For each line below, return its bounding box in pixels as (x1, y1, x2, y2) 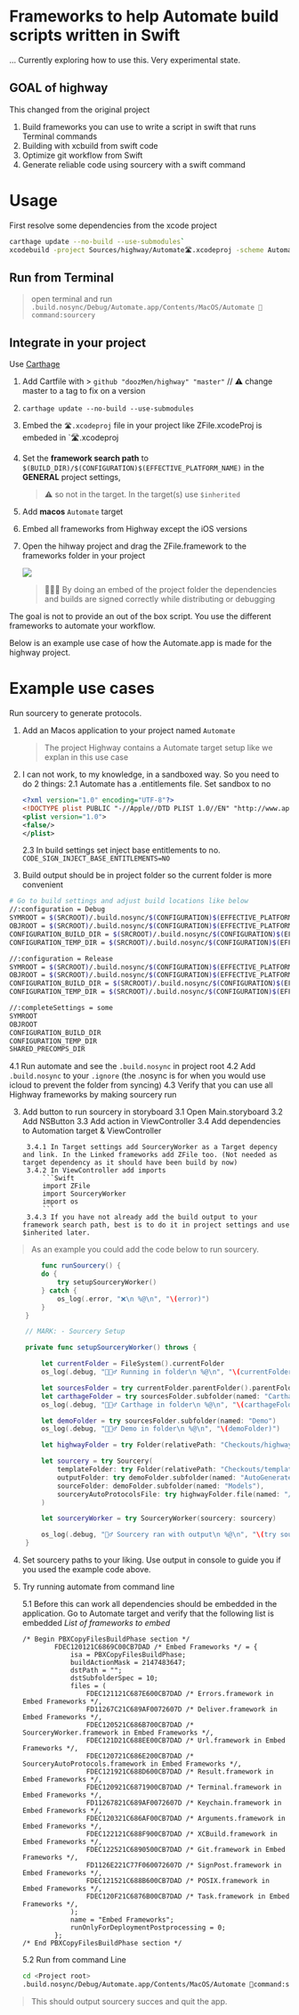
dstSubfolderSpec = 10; (69, 1674, 158, 1683)
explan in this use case (44, 752, 129, 763)
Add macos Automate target (21, 506, 124, 518)
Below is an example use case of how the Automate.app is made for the (9, 638, 272, 649)
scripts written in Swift (9, 25, 181, 45)
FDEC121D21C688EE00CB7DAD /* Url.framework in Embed (85, 1736, 287, 1745)
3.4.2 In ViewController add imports (26, 1166, 166, 1175)
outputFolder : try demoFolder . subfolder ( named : (56, 1472, 238, 1482)
